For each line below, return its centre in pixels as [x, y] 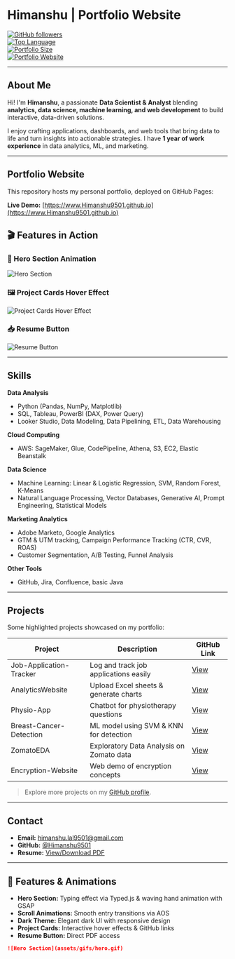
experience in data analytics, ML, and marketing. [78, 146]
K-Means [30, 490]
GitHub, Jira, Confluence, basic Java [70, 582]
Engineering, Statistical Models [62, 505]
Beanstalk [32, 455]
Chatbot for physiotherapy [133, 706]
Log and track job [119, 665]
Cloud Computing [34, 434]
